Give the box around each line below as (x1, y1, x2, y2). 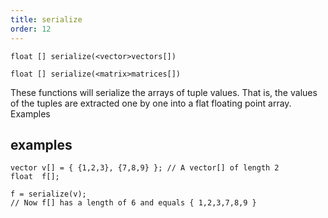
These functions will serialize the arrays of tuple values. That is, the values (10, 86, 318, 98)
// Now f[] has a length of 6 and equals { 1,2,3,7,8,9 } (10, 198, 257, 208)
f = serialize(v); (10, 189, 87, 200)
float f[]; (10, 172, 60, 182)
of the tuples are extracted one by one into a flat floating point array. (10, 97, 292, 109)
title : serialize (10, 14, 83, 25)
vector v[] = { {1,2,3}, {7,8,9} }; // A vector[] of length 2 (10, 163, 280, 173)
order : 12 (10, 24, 52, 34)
